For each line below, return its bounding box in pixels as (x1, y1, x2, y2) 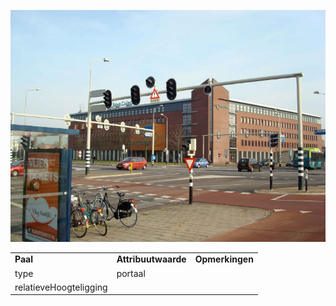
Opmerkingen (194, 253, 254, 265)
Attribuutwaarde (116, 253, 187, 265)
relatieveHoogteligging (14, 281, 108, 293)
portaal (116, 267, 146, 279)
